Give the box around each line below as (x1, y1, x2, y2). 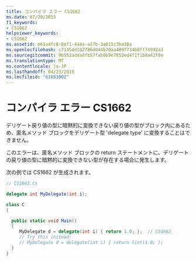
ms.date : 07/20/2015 (6, 14, 57, 20)
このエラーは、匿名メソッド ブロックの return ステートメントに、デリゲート (6, 149, 189, 156)
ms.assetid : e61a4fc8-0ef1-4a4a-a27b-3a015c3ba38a (6, 42, 132, 48)
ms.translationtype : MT (6, 58, 64, 63)
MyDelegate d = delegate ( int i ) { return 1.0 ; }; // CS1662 (19, 229, 171, 235)
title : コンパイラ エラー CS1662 (6, 8, 81, 15)
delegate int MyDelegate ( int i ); (6, 191, 88, 197)
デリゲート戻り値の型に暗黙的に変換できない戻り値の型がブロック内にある (6, 122, 185, 129)
